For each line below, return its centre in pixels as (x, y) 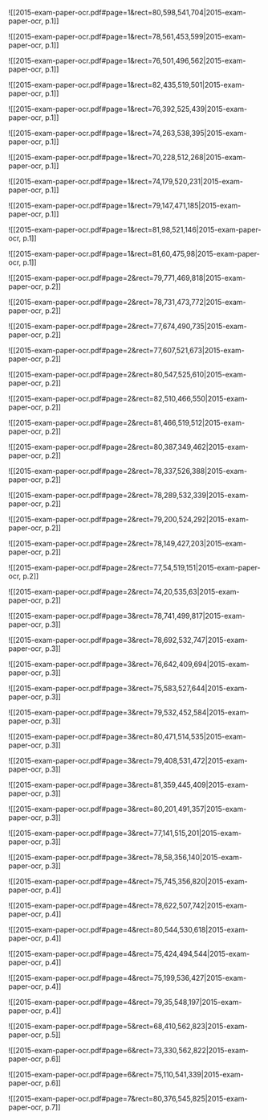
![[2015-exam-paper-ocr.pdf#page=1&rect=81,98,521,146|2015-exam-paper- (135, 230)
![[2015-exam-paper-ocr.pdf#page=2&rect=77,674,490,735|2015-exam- (128, 326)
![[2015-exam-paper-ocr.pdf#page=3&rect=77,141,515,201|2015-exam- (125, 833)
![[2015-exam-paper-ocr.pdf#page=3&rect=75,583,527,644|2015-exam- (128, 688)
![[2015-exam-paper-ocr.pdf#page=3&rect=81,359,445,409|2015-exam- (128, 785)
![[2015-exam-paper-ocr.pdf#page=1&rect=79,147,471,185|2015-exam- (125, 206)
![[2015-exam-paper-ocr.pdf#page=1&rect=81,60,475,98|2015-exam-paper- (134, 254)
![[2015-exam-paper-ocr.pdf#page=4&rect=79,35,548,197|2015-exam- (125, 1002)
